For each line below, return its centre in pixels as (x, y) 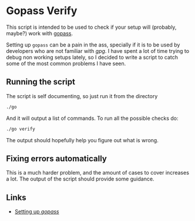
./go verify (21, 129)
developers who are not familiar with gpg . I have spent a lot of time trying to (98, 51)
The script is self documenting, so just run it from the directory (82, 96)
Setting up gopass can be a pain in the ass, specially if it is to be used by (93, 45)
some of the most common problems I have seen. (66, 63)
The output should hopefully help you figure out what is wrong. (82, 140)
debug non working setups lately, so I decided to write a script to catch (92, 57)
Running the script (41, 82)
